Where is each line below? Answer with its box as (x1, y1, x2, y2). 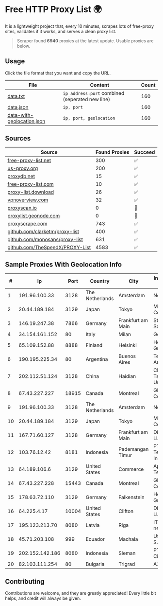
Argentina (85, 356, 108, 363)
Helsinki (118, 342, 137, 349)
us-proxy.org (7, 165, 38, 172)
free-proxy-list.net (7, 157, 51, 163)
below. (16, 43, 31, 49)
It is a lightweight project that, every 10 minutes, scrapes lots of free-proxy (5, 23, 154, 29)
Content (90, 81, 110, 88)
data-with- (7, 111, 34, 118)
